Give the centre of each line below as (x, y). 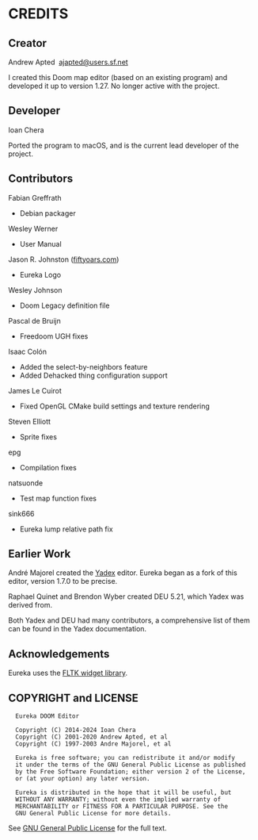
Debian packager (48, 213)
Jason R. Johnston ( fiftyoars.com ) (64, 259)
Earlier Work (40, 554)
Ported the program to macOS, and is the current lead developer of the (123, 145)
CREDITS (38, 14)
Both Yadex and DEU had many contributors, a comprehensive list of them (129, 620)
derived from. (30, 605)
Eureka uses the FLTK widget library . (68, 673)
